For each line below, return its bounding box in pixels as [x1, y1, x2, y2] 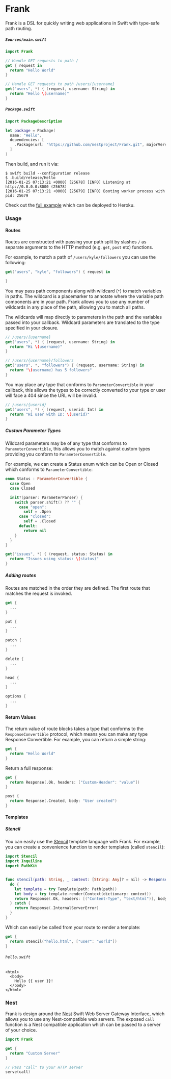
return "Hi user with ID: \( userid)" [10, 412, 90, 417]
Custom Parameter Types [5, 427, 61, 434]
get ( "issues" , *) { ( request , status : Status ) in [5, 551, 113, 557]
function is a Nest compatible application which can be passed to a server [5, 1021, 161, 1028]
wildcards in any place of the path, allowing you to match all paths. [5, 304, 145, 310]
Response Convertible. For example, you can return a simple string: [5, 737, 147, 743]
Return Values [5, 714, 36, 720]
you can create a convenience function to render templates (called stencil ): [5, 844, 165, 850]
